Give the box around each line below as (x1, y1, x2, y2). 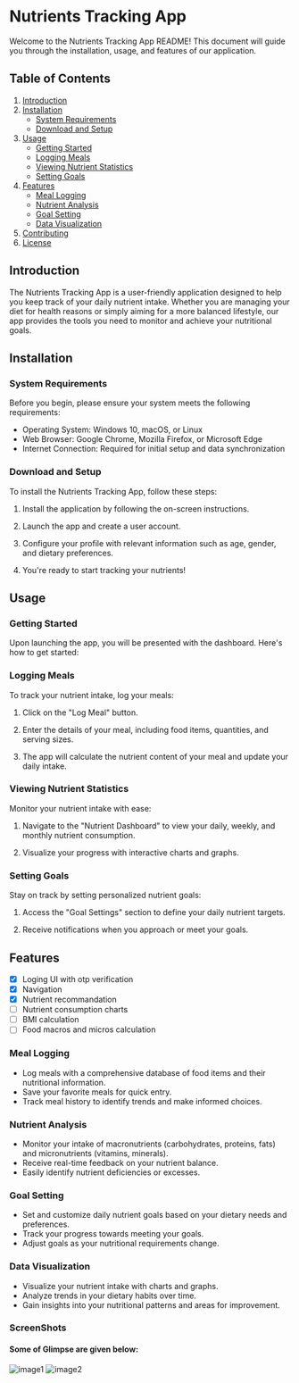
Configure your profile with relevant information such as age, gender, (21, 537, 277, 548)
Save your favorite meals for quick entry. (21, 1087, 172, 1097)
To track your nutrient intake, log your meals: (9, 689, 174, 700)
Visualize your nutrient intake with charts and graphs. (21, 1280, 219, 1291)
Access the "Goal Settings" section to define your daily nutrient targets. (21, 907, 286, 918)
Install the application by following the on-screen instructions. (21, 503, 250, 514)
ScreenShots (9, 1321, 67, 1334)
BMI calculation (21, 1014, 79, 1025)
